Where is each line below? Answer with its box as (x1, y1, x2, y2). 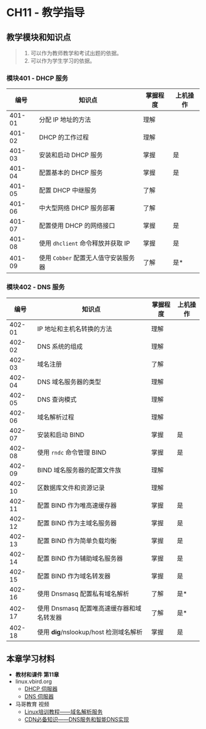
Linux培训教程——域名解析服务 (24, 708, 103, 715)
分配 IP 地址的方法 (39, 115, 91, 124)
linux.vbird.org (15, 678, 52, 685)
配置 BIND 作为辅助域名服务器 (37, 554, 123, 563)
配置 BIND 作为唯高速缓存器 (37, 501, 117, 510)
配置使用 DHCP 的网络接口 (39, 222, 115, 230)
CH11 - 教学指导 (6, 6, 85, 20)
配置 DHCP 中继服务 (39, 186, 97, 195)
